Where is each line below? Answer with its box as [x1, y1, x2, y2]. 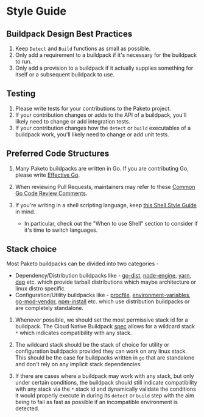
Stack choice [6, 244, 57, 254]
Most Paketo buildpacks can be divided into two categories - [6, 260, 160, 267]
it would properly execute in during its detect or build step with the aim [15, 392, 195, 399]
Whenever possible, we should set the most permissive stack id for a [15, 316, 188, 323]
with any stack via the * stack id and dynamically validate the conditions [15, 385, 196, 393]
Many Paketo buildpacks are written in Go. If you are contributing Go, [15, 164, 189, 172]
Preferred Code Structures [6, 149, 110, 159]
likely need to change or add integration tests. [15, 117, 131, 125]
